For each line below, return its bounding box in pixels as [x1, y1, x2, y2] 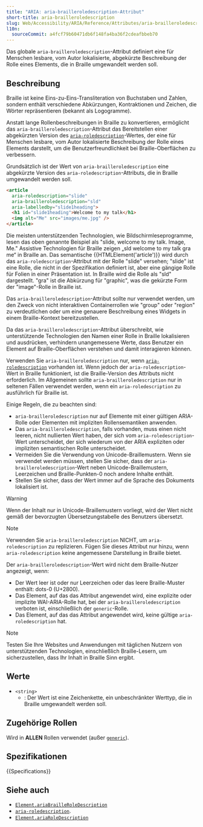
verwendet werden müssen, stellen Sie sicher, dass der [14, 458, 153, 465]
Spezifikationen [6, 751, 68, 762]
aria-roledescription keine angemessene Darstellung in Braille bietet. [6, 550, 182, 557]
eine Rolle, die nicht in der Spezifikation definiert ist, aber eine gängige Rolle [6, 264, 196, 271]
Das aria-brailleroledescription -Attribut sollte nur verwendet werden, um [6, 295, 195, 302]
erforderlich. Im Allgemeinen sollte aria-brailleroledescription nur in [6, 376, 182, 384]
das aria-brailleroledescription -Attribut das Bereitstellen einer [6, 125, 168, 132]
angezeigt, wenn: [6, 568, 50, 575]
